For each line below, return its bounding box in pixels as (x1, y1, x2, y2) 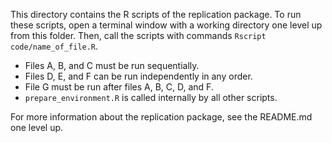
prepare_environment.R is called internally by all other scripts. (24, 92, 278, 103)
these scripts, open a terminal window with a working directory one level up (10, 19, 323, 31)
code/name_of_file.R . (10, 40, 99, 52)
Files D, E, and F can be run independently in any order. (24, 70, 253, 82)
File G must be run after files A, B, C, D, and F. (24, 81, 214, 93)
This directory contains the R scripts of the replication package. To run (10, 9, 302, 20)
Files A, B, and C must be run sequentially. (24, 60, 200, 71)
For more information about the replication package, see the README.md (10, 111, 313, 123)
